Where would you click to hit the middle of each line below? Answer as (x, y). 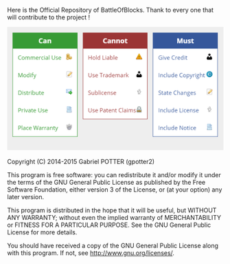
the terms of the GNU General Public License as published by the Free (106, 182)
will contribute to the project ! (49, 17)
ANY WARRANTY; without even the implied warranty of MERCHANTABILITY (114, 217)
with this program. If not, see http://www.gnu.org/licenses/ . (91, 253)
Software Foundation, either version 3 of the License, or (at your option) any (115, 190)
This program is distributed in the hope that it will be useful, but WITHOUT (112, 210)
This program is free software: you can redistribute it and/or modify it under (114, 174)
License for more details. (42, 232)
